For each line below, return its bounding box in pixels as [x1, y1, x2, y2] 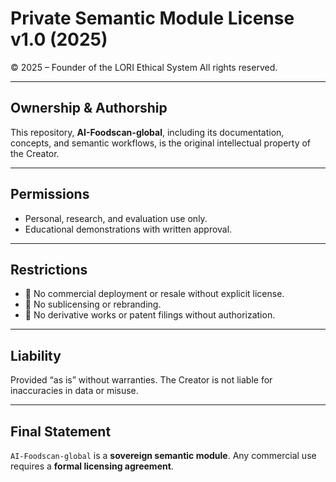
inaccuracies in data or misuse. [10, 385, 139, 397]
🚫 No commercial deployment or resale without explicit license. [24, 288, 285, 300]
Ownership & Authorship [10, 100, 168, 117]
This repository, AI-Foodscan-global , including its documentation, [10, 126, 285, 138]
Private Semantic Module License [10, 7, 295, 30]
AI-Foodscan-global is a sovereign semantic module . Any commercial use [10, 450, 317, 461]
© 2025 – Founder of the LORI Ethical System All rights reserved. [10, 61, 278, 73]
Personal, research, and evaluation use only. [24, 212, 208, 224]
